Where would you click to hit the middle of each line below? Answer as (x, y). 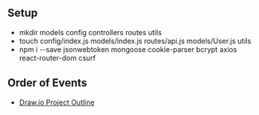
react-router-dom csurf (57, 57)
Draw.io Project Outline (57, 102)
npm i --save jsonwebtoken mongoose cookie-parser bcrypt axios (128, 49)
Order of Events (47, 83)
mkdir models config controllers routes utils (90, 32)
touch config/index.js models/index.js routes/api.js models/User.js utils (135, 41)
